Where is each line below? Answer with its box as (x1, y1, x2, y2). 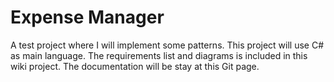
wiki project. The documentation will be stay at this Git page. (10, 60, 260, 72)
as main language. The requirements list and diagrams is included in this (10, 49, 308, 61)
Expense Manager (10, 6, 165, 29)
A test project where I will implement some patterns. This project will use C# (10, 39, 325, 51)
